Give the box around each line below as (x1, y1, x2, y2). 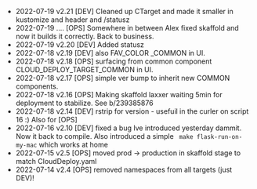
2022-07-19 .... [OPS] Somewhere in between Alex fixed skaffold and (15, 24, 239, 32)
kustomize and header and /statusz (15, 15, 130, 24)
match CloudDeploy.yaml (15, 157, 97, 165)
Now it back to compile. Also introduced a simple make (15, 132, 194, 140)
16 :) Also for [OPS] (15, 115, 78, 124)
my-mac (15, 141, 38, 149)
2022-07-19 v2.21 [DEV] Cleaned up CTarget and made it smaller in (15, 7, 233, 16)
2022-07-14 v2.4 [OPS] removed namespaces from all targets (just (15, 165, 233, 174)
